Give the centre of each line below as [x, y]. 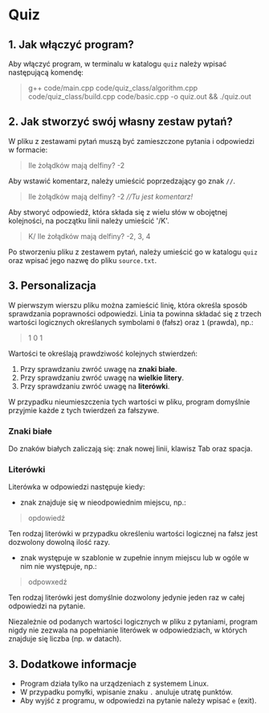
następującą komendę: [46, 72]
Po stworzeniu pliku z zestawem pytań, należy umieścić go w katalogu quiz [133, 252]
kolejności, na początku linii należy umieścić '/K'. [89, 220]
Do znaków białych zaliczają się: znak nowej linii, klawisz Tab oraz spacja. [130, 448]
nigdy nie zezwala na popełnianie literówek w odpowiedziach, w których [128, 630]
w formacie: [28, 150]
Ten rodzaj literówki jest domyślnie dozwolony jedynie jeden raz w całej [126, 598]
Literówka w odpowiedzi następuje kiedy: [77, 487]
